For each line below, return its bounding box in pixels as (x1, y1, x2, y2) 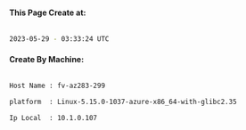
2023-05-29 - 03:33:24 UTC (9, 35, 110, 44)
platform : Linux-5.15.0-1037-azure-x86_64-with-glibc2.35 (9, 98, 238, 107)
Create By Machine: (9, 53, 85, 64)
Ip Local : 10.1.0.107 (9, 114, 98, 123)
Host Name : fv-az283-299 (9, 81, 105, 91)
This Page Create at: (9, 7, 86, 18)
